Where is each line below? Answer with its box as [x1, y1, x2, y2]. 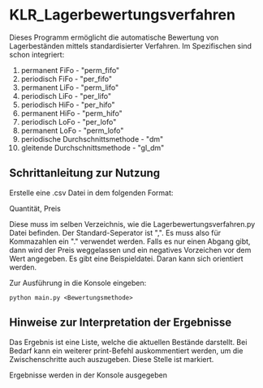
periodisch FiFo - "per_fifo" [20, 74, 113, 83]
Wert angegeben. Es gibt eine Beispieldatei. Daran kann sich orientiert [9, 254, 244, 263]
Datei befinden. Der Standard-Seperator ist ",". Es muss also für [9, 228, 222, 237]
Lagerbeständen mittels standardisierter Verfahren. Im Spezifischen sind [9, 41, 252, 50]
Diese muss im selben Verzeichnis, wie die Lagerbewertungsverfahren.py [9, 219, 256, 228]
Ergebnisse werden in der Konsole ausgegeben [9, 370, 168, 380]
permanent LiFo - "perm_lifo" [20, 83, 119, 92]
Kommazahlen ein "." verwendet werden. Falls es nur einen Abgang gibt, [9, 237, 251, 246]
